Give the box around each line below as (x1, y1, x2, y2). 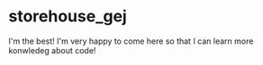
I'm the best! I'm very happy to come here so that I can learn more (8, 36, 254, 46)
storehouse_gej (8, 6, 127, 27)
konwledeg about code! (8, 45, 96, 55)
